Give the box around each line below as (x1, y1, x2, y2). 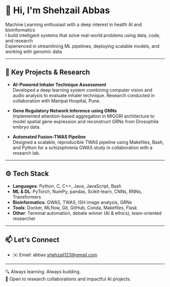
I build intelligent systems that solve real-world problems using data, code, (5, 32, 161, 38)
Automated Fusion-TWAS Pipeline (12, 133, 86, 139)
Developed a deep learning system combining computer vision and (12, 87, 153, 93)
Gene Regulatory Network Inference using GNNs (12, 107, 117, 113)
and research (5, 38, 33, 44)
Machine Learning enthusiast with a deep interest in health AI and (5, 21, 142, 27)
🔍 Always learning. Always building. (5, 269, 81, 275)
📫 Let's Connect (5, 235, 60, 244)
